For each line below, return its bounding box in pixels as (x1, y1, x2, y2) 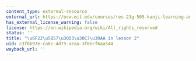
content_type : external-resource (6, 8, 87, 15)
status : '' (6, 30, 33, 36)
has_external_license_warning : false (6, 19, 98, 25)
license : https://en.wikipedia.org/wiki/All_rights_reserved (6, 24, 158, 31)
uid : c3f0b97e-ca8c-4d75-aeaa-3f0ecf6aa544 (6, 41, 114, 47)
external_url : (6, 14, 41, 20)
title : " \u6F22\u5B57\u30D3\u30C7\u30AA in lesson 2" (6, 35, 140, 41)
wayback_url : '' (6, 46, 45, 52)
